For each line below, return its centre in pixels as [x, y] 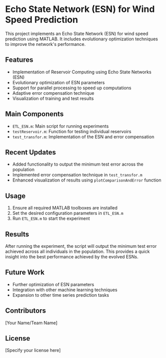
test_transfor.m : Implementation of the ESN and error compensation [83, 137]
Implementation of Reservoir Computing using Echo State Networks [82, 72]
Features [19, 60]
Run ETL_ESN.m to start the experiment [51, 218]
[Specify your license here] [33, 351]
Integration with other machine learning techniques [65, 290]
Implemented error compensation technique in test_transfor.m [78, 175]
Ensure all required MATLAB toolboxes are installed [65, 208]
